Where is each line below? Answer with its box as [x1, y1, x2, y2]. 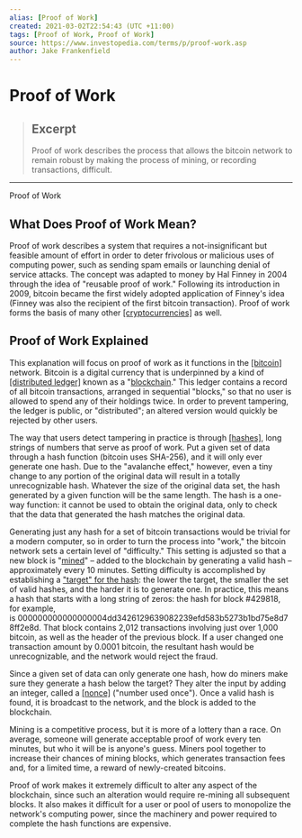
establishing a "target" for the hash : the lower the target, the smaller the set [9, 574, 289, 585]
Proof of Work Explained [9, 333, 149, 349]
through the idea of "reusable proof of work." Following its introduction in [9, 278, 280, 289]
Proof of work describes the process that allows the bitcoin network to [31, 145, 293, 156]
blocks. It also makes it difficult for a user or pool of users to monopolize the [9, 798, 292, 809]
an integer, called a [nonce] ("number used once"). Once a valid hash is [9, 687, 275, 698]
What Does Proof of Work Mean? [9, 216, 197, 232]
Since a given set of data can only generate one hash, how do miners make [9, 668, 289, 679]
